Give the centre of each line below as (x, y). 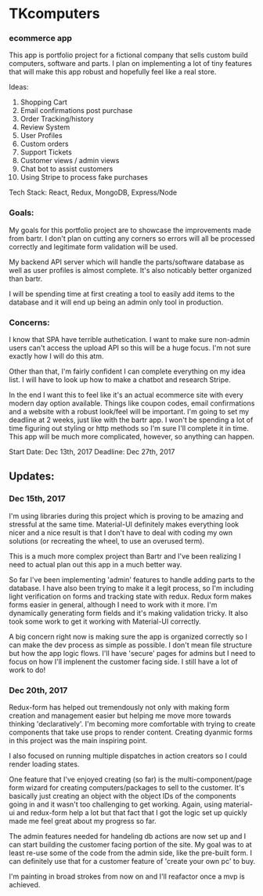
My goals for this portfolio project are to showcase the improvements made (130, 230)
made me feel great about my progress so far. (83, 821)
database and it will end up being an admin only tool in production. (116, 302)
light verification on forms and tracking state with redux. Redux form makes (130, 596)
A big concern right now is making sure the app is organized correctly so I (128, 636)
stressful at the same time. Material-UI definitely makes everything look (124, 524)
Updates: (32, 477)
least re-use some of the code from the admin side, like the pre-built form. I (131, 853)
